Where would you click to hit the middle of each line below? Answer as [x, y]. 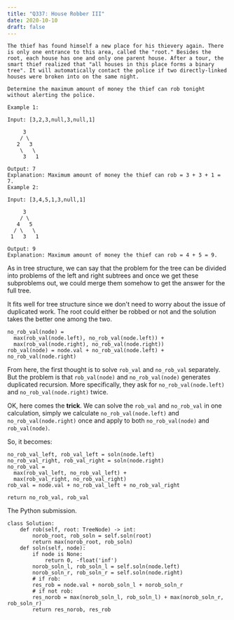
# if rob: [47, 579]
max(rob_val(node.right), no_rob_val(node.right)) [89, 344]
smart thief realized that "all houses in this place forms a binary [111, 65]
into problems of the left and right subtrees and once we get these [103, 276]
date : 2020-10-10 [33, 20]
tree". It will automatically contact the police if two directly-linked [117, 71]
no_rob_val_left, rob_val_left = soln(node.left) [81, 455]
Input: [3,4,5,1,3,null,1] [47, 200]
